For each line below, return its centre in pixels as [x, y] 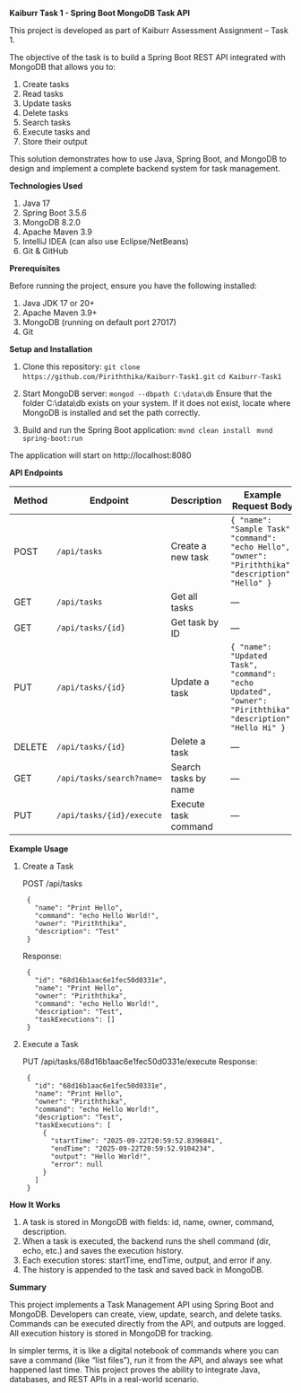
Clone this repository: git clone [81, 366]
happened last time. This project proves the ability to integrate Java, [135, 1370]
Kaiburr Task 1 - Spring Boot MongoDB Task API [100, 13]
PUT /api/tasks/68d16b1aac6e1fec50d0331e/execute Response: [140, 1062]
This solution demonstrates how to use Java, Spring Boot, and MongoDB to [148, 159]
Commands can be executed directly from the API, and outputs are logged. [148, 1323]
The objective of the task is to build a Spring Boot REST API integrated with [148, 57]
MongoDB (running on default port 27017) [99, 322]
